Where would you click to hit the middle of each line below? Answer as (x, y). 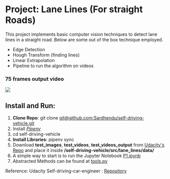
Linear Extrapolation (33, 60)
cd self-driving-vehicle (37, 134)
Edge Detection (29, 49)
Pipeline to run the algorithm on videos (53, 66)
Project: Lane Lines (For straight (74, 9)
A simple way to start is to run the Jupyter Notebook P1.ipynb (77, 156)
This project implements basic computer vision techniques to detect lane (81, 34)
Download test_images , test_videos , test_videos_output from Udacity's (89, 145)
